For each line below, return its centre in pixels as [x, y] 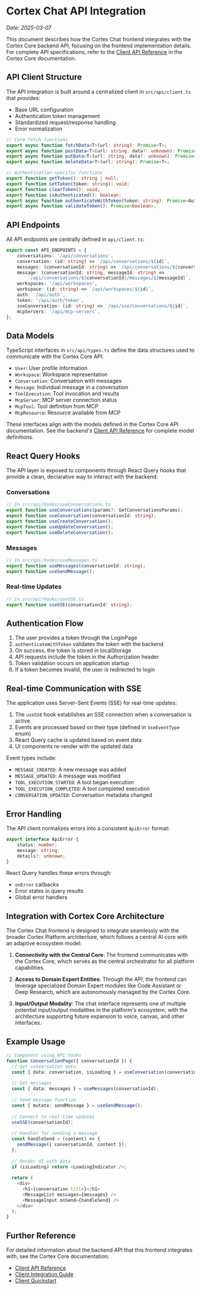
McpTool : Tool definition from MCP [57, 406]
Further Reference [41, 1235]
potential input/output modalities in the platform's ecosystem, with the [101, 1010]
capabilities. [30, 968]
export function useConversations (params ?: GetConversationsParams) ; [95, 510]
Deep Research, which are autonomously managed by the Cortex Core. [103, 992]
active [22, 721]
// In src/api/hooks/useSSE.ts [45, 599]
